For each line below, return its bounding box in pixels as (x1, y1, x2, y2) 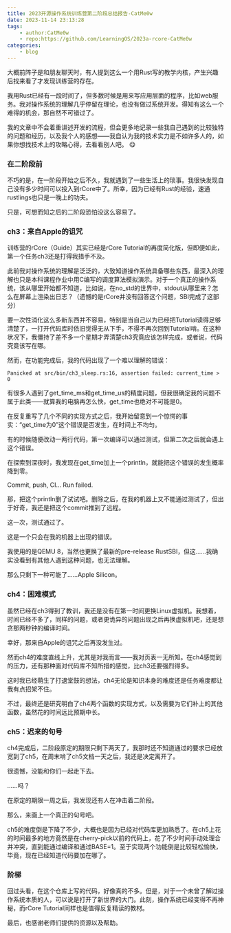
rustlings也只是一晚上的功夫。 (7, 193, 92, 201)
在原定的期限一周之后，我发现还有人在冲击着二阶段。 (7, 796, 158, 804)
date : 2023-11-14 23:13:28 (7, 17, 85, 23)
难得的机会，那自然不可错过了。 (7, 108, 98, 117)
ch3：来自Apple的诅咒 (7, 227, 83, 237)
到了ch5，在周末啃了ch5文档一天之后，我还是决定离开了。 (12, 752, 179, 760)
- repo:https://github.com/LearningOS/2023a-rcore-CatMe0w (19, 36, 192, 43)
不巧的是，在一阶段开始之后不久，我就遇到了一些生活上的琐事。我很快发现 (7, 176, 218, 184)
